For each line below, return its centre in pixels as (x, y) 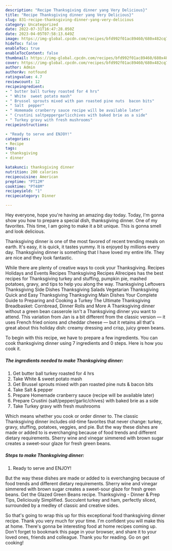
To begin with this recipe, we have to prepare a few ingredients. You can (81, 338)
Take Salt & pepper (33, 390)
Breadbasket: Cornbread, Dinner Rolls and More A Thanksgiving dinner (80, 306)
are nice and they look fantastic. (39, 258)
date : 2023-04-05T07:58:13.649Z (40, 34)
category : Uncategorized (32, 24)
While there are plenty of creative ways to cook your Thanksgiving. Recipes (85, 268)
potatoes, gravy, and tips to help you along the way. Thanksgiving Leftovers (85, 284)
